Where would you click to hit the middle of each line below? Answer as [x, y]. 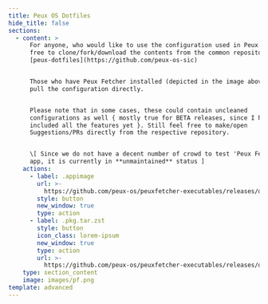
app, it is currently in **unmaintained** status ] [117, 162]
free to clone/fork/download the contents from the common [129, 53]
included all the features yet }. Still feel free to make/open [138, 125]
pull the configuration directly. [87, 89]
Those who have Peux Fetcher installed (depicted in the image [137, 81]
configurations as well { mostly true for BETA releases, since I [142, 118]
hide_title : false [39, 23]
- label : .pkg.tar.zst [67, 221]
